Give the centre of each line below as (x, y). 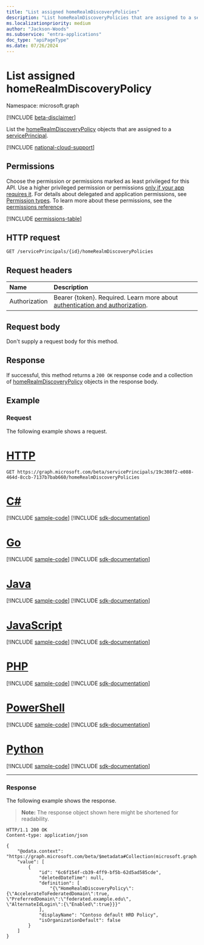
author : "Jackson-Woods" (38, 29)
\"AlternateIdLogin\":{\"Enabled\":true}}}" (63, 905)
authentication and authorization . (101, 305)
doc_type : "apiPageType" (38, 40)
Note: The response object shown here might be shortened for (100, 813)
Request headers (39, 270)
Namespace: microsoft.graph (43, 105)
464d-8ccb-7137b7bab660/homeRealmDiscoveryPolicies (73, 477)
